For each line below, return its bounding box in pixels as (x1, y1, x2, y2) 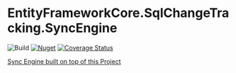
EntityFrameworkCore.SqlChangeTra (7, 5, 230, 21)
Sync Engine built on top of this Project (7, 57, 121, 65)
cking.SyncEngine (7, 20, 118, 36)
